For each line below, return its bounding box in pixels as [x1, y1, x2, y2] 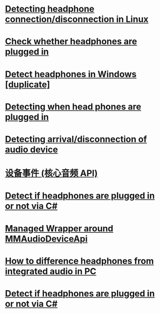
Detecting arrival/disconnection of [5, 134, 147, 144]
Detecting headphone [5, 3, 95, 15]
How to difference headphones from [5, 255, 154, 266]
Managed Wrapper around [5, 223, 113, 234]
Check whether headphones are [5, 36, 137, 47]
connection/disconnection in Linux [5, 14, 149, 25]
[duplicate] [5, 79, 50, 90]
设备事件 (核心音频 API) [5, 168, 98, 179]
